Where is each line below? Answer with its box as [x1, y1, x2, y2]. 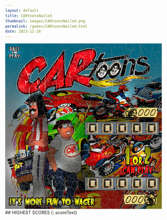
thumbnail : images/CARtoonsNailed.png [5, 18, 85, 23]
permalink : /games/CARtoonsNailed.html [5, 24, 88, 29]
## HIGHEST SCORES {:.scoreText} [5, 210, 78, 216]
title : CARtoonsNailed [5, 13, 52, 18]
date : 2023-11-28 [5, 29, 41, 34]
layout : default [5, 8, 39, 13]
